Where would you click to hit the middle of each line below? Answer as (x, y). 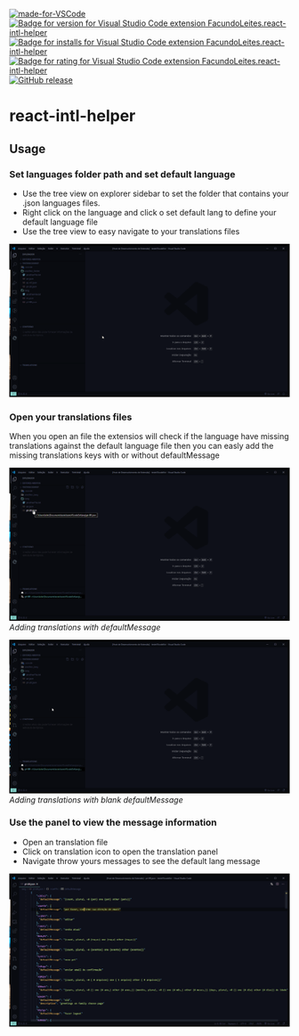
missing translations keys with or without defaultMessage (115, 455)
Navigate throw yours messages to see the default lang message (141, 861)
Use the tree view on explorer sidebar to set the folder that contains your (155, 193)
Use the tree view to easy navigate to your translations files (131, 231)
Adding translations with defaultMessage (85, 627)
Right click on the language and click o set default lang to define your (149, 212)
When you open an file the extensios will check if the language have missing (149, 436)
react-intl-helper (73, 116)
